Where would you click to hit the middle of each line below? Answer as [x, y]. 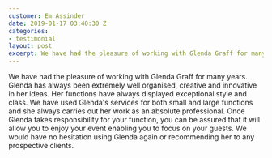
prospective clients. [41, 145]
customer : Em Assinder [47, 16]
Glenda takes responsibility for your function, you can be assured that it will [134, 120]
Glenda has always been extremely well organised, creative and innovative [133, 85]
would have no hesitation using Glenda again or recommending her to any [132, 137]
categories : [28, 31]
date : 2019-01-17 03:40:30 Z [57, 23]
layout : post [30, 46]
